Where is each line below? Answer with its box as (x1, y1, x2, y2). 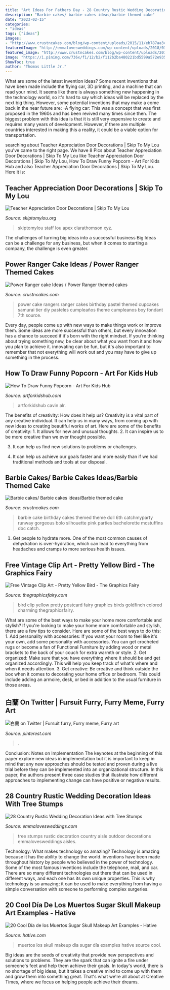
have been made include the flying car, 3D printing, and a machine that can (5, 83, 162, 89)
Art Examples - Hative (5, 909, 76, 917)
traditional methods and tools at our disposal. (12, 458, 107, 465)
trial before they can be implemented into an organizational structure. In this (5, 766, 163, 772)
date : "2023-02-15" (5, 17, 47, 22)
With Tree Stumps (5, 800, 63, 809)
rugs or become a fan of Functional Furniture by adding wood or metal (5, 644, 152, 651)
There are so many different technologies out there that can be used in (5, 870, 153, 876)
